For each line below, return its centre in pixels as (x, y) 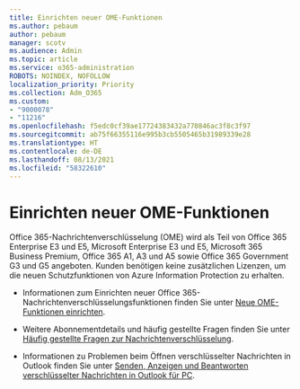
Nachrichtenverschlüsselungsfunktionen (97, 303)
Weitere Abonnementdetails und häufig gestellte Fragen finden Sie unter (156, 330)
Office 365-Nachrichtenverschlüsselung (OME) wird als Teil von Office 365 (148, 237)
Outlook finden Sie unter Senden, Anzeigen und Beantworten (135, 366)
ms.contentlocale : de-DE (56, 151)
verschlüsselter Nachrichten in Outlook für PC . (108, 376)
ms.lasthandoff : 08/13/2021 (62, 159)
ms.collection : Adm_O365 (56, 93)
